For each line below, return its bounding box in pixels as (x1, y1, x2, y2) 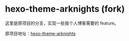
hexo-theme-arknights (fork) (5, 3, 125, 15)
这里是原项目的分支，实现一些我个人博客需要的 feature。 (5, 20, 119, 26)
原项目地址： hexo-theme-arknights (5, 30, 76, 36)
